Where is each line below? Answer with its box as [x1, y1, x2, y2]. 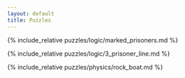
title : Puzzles [7, 17, 52, 24]
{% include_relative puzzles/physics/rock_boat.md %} [7, 63, 163, 71]
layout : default [7, 10, 54, 17]
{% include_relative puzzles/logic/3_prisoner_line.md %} [7, 49, 170, 58]
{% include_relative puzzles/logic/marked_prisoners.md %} [7, 36, 179, 44]
